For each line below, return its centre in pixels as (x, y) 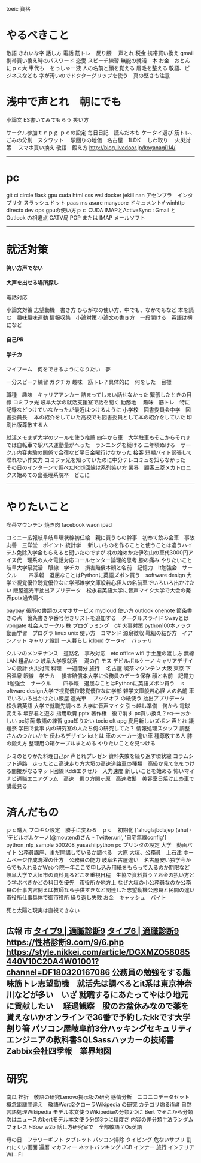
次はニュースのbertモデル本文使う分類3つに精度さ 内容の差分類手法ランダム (100, 1119)
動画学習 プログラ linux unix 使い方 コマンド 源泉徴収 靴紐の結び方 (92, 633)
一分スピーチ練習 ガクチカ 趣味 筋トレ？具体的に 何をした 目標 (89, 382)
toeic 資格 (19, 9)
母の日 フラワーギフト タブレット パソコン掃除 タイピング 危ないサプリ (96, 1140)
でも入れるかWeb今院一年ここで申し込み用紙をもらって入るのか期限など (100, 867)
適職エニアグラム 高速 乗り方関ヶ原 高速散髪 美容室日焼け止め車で (105, 778)
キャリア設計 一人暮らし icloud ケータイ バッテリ (90, 640)
